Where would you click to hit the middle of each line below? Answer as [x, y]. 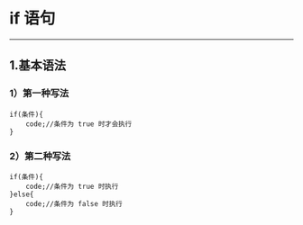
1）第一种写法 [39, 94]
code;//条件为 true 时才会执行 [79, 124]
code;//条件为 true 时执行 [72, 186]
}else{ [22, 194]
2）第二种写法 [40, 156]
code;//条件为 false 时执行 [74, 203]
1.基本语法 [38, 65]
